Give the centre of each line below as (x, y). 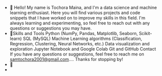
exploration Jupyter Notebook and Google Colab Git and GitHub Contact (83, 49)
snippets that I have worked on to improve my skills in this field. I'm (78, 18)
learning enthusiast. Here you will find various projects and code (75, 13)
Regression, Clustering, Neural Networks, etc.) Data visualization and (80, 44)
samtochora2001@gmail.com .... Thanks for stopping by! (67, 59)
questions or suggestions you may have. (51, 28)
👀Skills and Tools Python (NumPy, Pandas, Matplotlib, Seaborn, (74, 33)
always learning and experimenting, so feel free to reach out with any (80, 23)
